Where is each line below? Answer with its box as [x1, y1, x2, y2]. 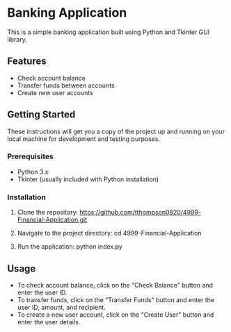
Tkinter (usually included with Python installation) [17, 175, 159, 183]
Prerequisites [7, 151, 54, 161]
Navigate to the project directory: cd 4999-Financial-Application [17, 229, 202, 238]
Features [7, 56, 47, 67]
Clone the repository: [17, 208, 79, 217]
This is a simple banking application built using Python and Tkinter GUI [7, 28, 210, 36]
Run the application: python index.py [17, 242, 123, 251]
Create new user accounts [17, 88, 94, 97]
